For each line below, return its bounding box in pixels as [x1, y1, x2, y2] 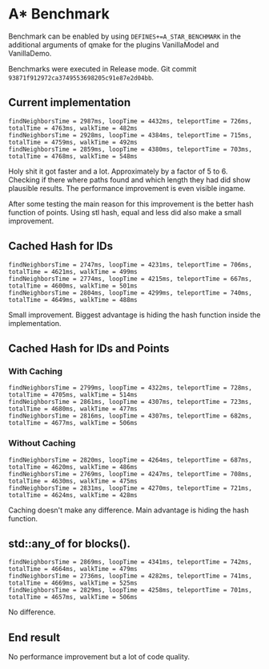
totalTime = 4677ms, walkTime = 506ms [8, 419, 138, 427]
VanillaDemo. [8, 48, 52, 58]
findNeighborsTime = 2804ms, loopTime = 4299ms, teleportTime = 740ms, [8, 288, 252, 297]
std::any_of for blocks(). [8, 536, 130, 550]
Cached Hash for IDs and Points [8, 341, 170, 355]
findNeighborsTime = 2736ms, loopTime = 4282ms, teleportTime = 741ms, [8, 572, 252, 581]
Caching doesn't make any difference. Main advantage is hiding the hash [8, 505, 250, 515]
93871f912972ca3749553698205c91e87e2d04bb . [8, 72, 155, 82]
